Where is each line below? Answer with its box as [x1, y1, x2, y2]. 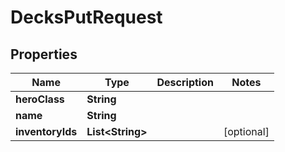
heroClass [15, 92, 65, 106]
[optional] [223, 125, 270, 138]
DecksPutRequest [10, 6, 163, 29]
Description [156, 76, 214, 89]
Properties [10, 46, 78, 63]
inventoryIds [15, 125, 78, 138]
